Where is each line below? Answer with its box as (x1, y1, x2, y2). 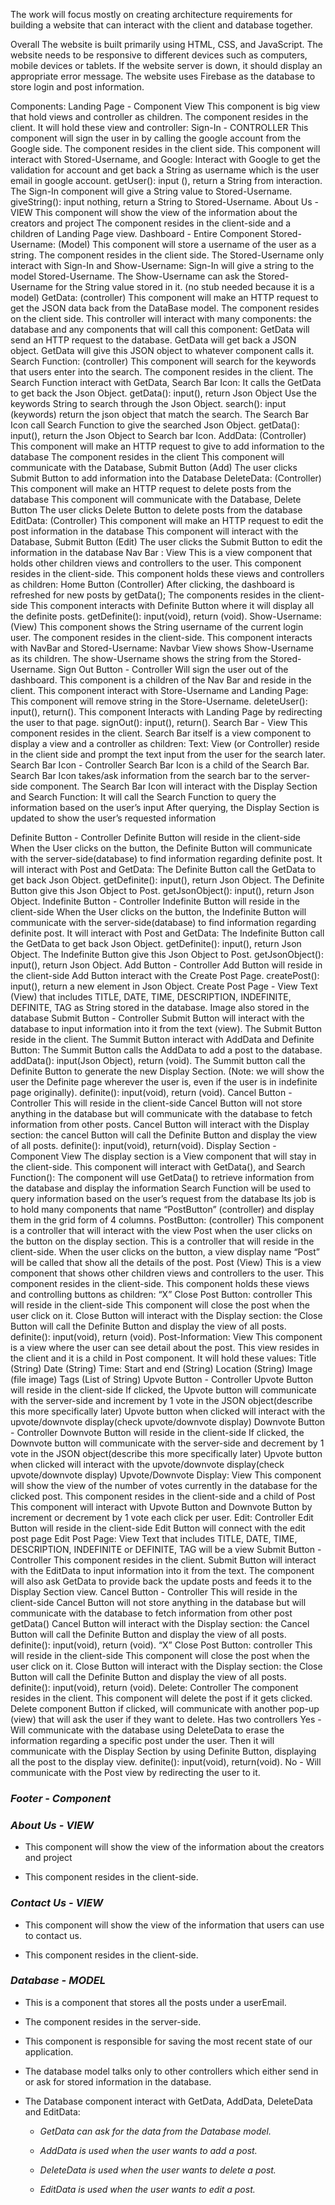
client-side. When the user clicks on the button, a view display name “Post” (10, 1246, 320, 1258)
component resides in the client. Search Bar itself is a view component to (10, 727, 312, 739)
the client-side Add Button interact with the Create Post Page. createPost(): (10, 970, 320, 981)
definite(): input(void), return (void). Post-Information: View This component (10, 1331, 323, 1343)
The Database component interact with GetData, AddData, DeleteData (24, 2095, 313, 2107)
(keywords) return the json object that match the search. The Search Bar (10, 409, 309, 420)
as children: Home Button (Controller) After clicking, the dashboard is (10, 579, 295, 590)
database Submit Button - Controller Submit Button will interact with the (10, 1012, 305, 1024)
